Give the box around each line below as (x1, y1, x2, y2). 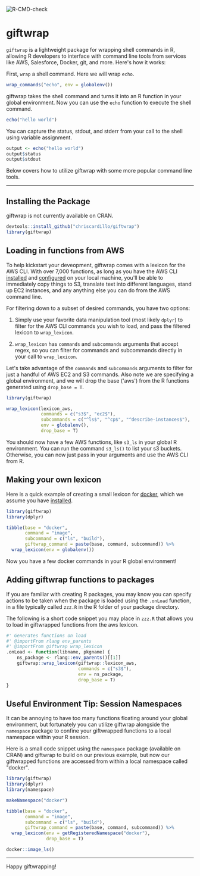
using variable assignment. (6, 134, 73, 141)
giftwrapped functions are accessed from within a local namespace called (6, 758, 188, 765)
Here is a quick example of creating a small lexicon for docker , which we (6, 490, 184, 498)
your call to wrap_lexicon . (14, 353, 77, 360)
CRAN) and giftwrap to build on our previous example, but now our (6, 752, 170, 759)
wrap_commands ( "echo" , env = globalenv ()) (6, 82, 113, 87)
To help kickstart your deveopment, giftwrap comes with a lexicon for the (6, 261, 186, 268)
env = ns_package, (78, 671, 124, 677)
